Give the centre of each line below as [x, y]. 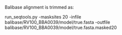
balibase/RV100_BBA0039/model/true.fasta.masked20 [61, 27]
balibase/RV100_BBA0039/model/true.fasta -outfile [57, 22]
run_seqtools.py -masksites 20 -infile [43, 17]
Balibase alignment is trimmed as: [39, 7]
